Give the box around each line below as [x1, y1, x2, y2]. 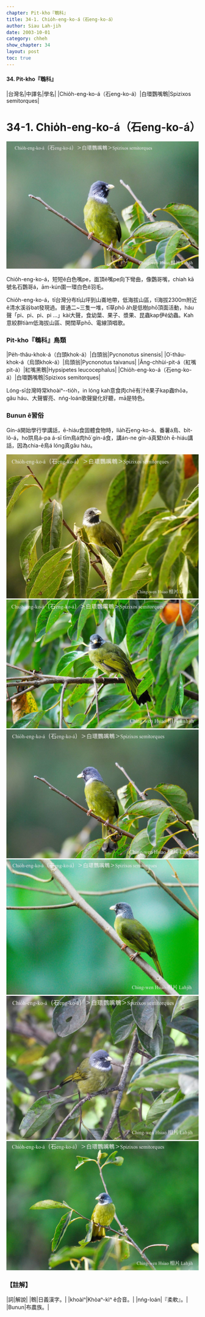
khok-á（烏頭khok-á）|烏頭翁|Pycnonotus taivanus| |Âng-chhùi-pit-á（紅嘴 [6, 358, 196, 366]
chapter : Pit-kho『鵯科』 [6, 10, 69, 16]
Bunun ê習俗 [6, 411, 44, 420]
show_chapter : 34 [6, 42, 51, 48]
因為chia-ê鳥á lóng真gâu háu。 [16, 441, 96, 449]
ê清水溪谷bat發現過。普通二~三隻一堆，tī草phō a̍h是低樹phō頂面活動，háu [6, 304, 194, 311]
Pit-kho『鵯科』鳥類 [6, 336, 67, 345]
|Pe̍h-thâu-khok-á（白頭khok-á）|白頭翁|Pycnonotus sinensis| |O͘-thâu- [6, 351, 186, 358]
